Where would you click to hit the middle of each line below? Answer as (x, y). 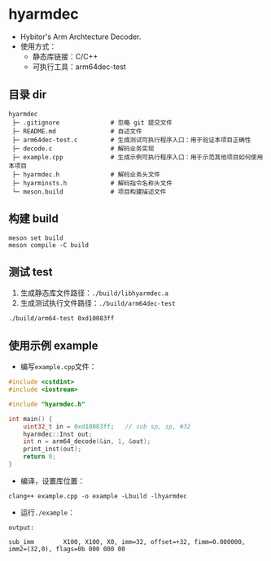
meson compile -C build (49, 245)
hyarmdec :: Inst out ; (58, 434)
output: (22, 528)
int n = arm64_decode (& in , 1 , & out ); (87, 441)
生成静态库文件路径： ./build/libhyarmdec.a (94, 293)
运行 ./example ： (48, 512)
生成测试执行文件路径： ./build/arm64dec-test (98, 303)
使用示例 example (53, 345)
